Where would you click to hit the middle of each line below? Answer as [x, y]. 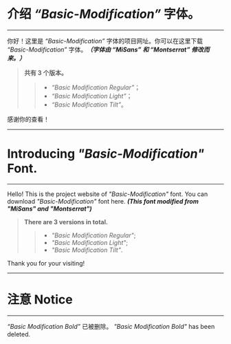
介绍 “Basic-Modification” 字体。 [104, 14]
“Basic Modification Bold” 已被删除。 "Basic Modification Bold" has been [111, 326]
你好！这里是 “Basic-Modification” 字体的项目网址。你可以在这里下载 [105, 41]
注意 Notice [40, 300]
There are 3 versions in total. [66, 222]
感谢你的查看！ [28, 119]
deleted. [19, 334]
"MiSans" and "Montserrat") [50, 208]
